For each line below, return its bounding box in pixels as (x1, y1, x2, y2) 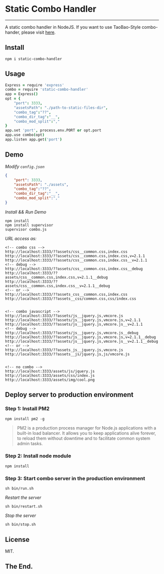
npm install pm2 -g (5, 416, 45, 421)
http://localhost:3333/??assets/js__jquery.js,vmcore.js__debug (5, 330, 139, 335)
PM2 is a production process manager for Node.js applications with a (17, 425, 156, 430)
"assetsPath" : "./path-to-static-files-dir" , (14, 105, 108, 110)
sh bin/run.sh (5, 486, 34, 491)
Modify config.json (5, 164, 45, 169)
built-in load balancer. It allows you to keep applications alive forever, (17, 430, 156, 436)
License (5, 535, 30, 544)
